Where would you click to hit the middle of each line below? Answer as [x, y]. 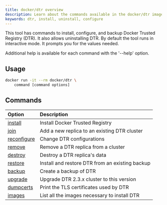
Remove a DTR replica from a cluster [82, 147]
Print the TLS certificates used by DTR [84, 187]
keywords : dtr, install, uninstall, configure [54, 19]
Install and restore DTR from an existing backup [95, 163]
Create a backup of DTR [68, 171]
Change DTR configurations [72, 138]
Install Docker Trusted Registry [76, 123]
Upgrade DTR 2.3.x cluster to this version [88, 179]
